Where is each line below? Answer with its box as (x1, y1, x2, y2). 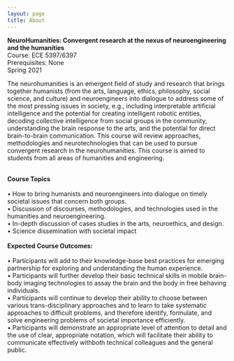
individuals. (7, 286, 41, 295)
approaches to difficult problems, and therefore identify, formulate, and (7, 309, 212, 317)
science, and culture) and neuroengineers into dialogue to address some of (7, 94, 224, 102)
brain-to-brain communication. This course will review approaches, (7, 131, 201, 140)
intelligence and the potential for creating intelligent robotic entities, (7, 109, 202, 118)
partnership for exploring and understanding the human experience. (7, 264, 203, 272)
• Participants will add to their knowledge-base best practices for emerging (7, 256, 225, 264)
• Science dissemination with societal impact (7, 227, 137, 235)
